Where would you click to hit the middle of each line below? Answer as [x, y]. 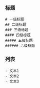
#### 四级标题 [18, 35]
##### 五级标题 [19, 41]
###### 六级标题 [20, 46]
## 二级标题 [16, 25]
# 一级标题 [15, 19]
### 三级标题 [17, 30]
